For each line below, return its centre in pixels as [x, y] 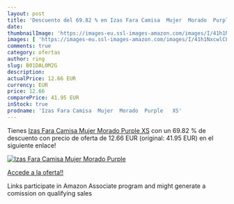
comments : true [29, 46]
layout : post [26, 14]
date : [15, 26]
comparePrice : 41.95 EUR [43, 98]
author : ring [26, 59]
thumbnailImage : [31, 33]
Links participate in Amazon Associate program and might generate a [107, 186]
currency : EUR [28, 85]
